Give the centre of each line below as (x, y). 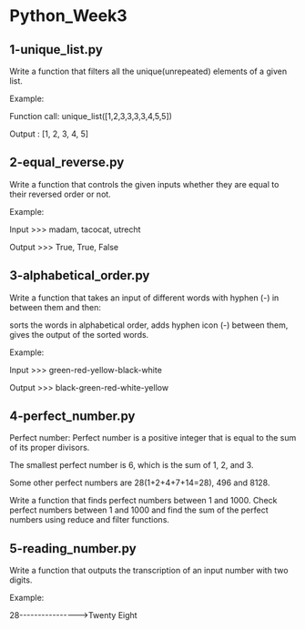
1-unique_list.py (56, 50)
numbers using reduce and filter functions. (90, 520)
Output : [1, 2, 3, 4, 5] (49, 134)
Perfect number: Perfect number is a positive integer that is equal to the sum (153, 438)
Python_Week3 (68, 16)
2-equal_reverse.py (67, 163)
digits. (21, 580)
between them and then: (56, 307)
